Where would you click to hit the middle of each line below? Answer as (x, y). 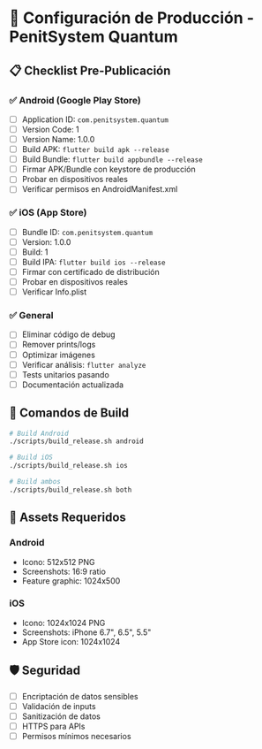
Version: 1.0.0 (46, 241)
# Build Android (39, 433)
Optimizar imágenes (58, 355)
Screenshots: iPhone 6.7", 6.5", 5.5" (86, 632)
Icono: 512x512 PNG (58, 562)
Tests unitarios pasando (66, 374)
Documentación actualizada (73, 385)
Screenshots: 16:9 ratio (64, 571)
